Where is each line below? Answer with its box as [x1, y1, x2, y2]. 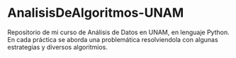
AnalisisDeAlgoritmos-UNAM [7, 5, 184, 21]
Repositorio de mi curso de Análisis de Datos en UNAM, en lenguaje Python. [7, 28, 230, 36]
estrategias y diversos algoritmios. [7, 43, 108, 51]
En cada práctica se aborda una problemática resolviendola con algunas [7, 35, 218, 43]
